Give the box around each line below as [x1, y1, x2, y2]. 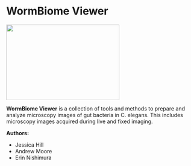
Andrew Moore [14, 147, 52, 155]
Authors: [6, 129, 29, 136]
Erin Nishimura [14, 154, 52, 161]
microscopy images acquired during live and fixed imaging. [6, 118, 153, 125]
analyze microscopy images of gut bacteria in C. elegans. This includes [6, 111, 184, 118]
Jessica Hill [14, 141, 44, 148]
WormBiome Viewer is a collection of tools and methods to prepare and [6, 104, 186, 112]
